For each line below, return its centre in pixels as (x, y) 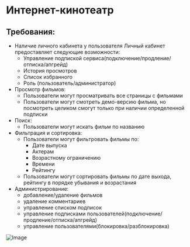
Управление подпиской (53, 58)
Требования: (31, 32)
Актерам (43, 152)
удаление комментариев (54, 201)
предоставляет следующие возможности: (67, 52)
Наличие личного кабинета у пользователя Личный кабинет (90, 46)
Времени (43, 164)
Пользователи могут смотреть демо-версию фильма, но (95, 102)
